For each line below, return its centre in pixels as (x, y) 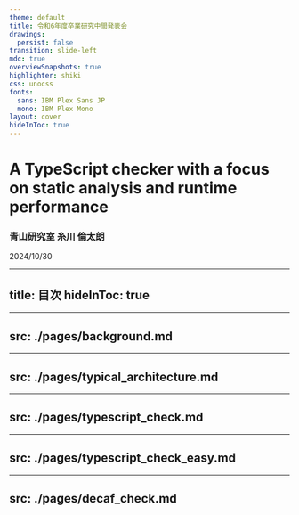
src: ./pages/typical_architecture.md (114, 376)
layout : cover (36, 117)
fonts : (21, 92)
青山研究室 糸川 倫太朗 (57, 237)
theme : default (37, 17)
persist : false (45, 42)
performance (59, 207)
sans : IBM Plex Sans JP (61, 100)
